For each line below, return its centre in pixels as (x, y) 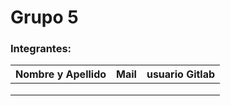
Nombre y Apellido (61, 74)
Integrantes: (41, 49)
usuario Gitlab (181, 74)
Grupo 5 (44, 17)
